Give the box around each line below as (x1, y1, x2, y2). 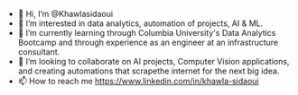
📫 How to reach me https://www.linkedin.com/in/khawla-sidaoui (17, 76, 259, 86)
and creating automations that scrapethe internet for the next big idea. (17, 65, 280, 76)
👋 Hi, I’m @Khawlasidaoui (17, 9, 114, 19)
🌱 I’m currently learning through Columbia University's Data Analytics (17, 28, 276, 38)
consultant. (17, 47, 61, 57)
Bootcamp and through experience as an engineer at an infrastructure (17, 37, 278, 47)
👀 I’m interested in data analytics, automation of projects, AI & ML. (17, 18, 264, 29)
